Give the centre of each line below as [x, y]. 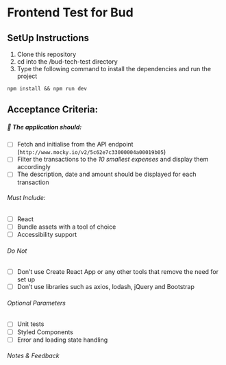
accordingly [34, 167]
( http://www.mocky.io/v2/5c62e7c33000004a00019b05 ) [91, 152]
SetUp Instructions [48, 38]
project [27, 76]
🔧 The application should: [45, 127]
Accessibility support [47, 234]
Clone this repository [47, 54]
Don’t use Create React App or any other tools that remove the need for [118, 272]
